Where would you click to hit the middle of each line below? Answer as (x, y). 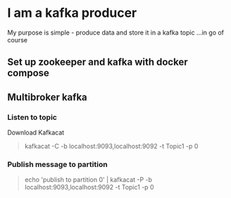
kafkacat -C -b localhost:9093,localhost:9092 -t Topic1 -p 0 (111, 147)
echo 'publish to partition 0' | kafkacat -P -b (88, 180)
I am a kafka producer (72, 13)
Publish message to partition (57, 164)
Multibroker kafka (48, 97)
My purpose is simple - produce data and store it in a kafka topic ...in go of (115, 32)
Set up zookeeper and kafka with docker (98, 62)
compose (28, 73)
